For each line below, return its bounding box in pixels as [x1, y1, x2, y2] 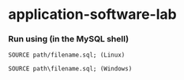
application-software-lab [8, 5, 177, 24]
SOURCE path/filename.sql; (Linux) [8, 51, 126, 60]
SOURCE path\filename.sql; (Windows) [8, 65, 133, 73]
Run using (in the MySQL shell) [8, 34, 129, 45]
